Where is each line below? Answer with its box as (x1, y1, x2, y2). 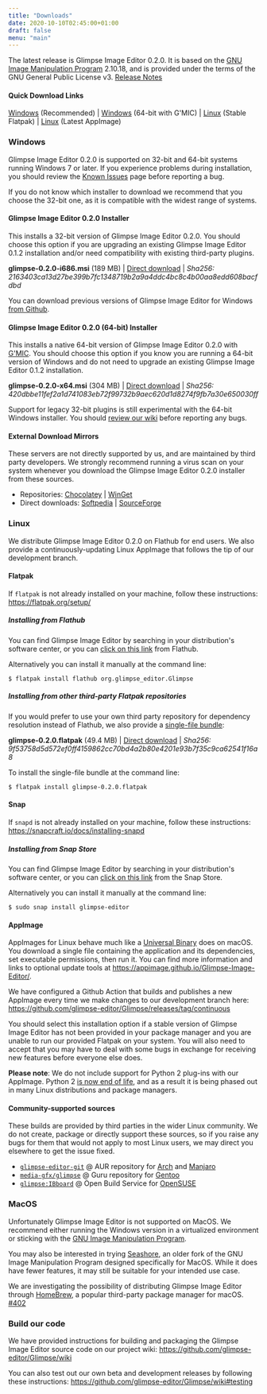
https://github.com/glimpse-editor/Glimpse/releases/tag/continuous (8, 1004, 230, 1013)
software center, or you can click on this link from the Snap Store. (8, 872, 222, 882)
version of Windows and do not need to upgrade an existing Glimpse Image (8, 357, 256, 366)
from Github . (8, 304, 50, 314)
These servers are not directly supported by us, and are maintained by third (8, 449, 256, 459)
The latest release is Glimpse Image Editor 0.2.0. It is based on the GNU (8, 56, 242, 65)
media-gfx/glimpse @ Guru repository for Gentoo (19, 1170, 180, 1180)
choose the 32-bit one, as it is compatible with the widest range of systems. (8, 196, 257, 205)
